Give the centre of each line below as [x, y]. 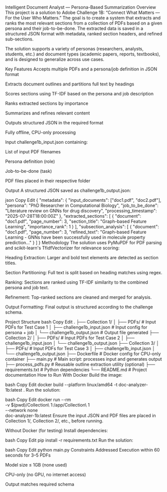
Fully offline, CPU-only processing [40, 132]
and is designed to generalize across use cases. [55, 59]
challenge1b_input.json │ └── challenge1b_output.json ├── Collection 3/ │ [82, 343]
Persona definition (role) [30, 161]
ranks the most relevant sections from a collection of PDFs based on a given [84, 23]
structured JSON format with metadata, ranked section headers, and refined [84, 34]
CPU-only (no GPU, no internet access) [46, 475]
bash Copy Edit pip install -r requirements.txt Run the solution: [69, 440]
